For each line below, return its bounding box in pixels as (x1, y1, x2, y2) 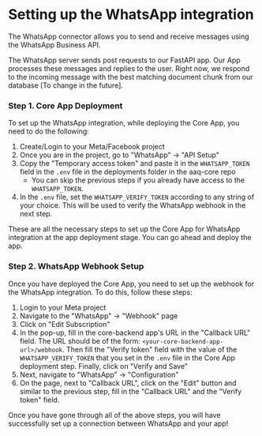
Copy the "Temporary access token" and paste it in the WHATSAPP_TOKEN (19, 159, 250, 168)
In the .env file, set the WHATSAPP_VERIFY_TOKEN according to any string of (19, 192, 255, 202)
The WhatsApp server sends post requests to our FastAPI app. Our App (8, 55, 241, 65)
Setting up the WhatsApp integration (8, 6, 254, 24)
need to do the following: (8, 126, 89, 136)
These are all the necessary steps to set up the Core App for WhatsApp (8, 224, 241, 234)
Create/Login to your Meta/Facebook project (19, 142, 166, 152)
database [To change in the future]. (8, 81, 124, 90)
